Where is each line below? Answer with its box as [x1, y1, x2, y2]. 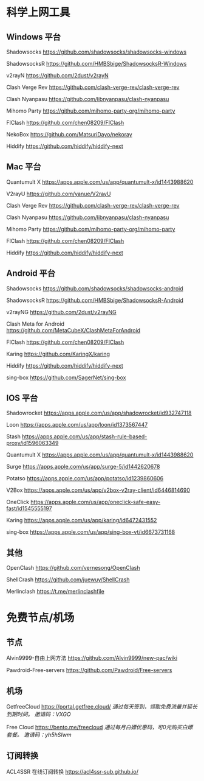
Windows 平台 [6, 32, 61, 42]
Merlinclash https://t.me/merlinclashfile [6, 588, 104, 595]
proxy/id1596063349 [6, 440, 59, 447]
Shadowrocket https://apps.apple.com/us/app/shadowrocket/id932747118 [6, 409, 192, 417]
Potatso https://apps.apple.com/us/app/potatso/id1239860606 [6, 475, 164, 482]
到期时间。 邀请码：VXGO [6, 710, 71, 718]
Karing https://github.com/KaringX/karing [6, 350, 110, 357]
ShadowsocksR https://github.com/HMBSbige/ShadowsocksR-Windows [6, 60, 187, 67]
